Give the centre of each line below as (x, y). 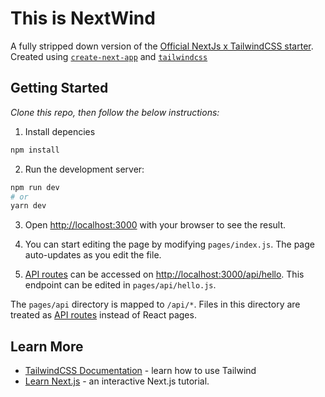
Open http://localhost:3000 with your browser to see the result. (155, 225)
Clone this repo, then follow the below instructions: (115, 112)
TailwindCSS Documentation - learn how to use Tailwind (140, 371)
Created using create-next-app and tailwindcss (109, 56)
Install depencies (60, 131)
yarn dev (28, 206)
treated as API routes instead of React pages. (103, 315)
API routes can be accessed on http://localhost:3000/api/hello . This (164, 274)
